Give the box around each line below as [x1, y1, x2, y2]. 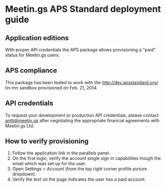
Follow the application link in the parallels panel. [12, 150, 111, 156]
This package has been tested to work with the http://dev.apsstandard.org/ [5, 79, 159, 85]
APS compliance [5, 66, 57, 75]
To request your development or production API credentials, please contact [5, 112, 159, 118]
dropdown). [12, 171, 36, 177]
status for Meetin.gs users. [5, 52, 60, 58]
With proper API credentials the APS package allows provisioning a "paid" [5, 47, 156, 52]
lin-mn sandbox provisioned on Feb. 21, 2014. [5, 85, 98, 91]
